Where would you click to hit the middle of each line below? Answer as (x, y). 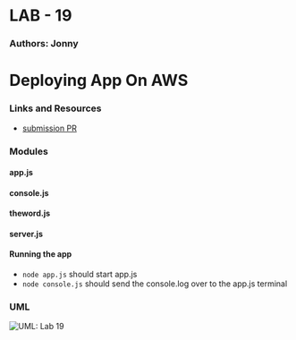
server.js (26, 234)
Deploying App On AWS (99, 81)
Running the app (41, 254)
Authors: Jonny (44, 44)
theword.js (30, 213)
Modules (29, 151)
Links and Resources (55, 108)
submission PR (50, 128)
